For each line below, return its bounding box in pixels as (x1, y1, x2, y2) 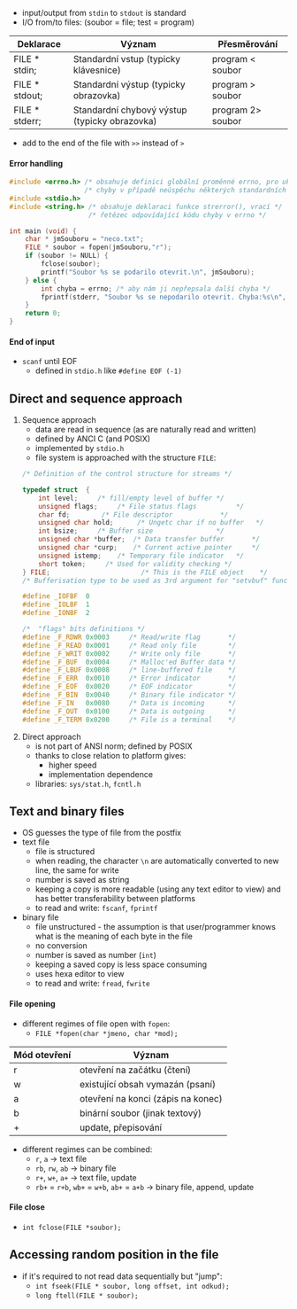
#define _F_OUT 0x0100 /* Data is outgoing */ (21, 706, 237, 716)
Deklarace (17, 38, 62, 50)
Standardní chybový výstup (72, 104, 187, 116)
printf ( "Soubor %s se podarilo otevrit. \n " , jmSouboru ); (41, 268, 255, 277)
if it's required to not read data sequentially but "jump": (21, 1271, 223, 1282)
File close (9, 1202, 46, 1212)
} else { (25, 276, 57, 284)
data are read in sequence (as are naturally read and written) (34, 425, 256, 435)
